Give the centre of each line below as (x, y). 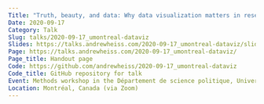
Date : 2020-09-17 (37, 23)
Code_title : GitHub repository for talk (75, 74)
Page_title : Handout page (50, 59)
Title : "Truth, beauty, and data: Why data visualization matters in (125, 15)
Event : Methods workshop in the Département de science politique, (121, 81)
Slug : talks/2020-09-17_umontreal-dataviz (79, 37)
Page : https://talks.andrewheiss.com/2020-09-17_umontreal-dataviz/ (123, 52)
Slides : (21, 45)
